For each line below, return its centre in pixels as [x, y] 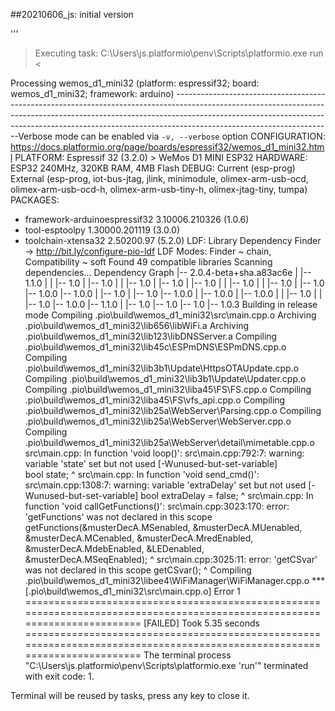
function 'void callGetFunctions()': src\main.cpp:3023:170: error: [157, 506]
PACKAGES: [35, 200]
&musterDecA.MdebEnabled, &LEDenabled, [114, 548]
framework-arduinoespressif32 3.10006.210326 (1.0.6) [137, 219]
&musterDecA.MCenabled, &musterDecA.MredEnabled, [139, 538]
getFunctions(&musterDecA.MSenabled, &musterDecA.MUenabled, [163, 527]
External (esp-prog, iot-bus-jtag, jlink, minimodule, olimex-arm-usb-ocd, [159, 178]
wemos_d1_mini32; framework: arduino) [92, 93]
